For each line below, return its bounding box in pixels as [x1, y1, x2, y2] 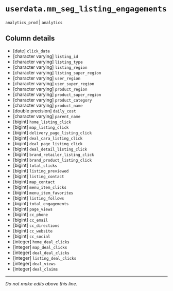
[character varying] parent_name [12, 113, 81, 119]
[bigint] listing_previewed [12, 167, 69, 173]
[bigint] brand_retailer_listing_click [12, 151, 94, 158]
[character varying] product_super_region [12, 91, 101, 98]
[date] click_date [12, 48, 50, 54]
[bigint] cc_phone [12, 211, 48, 217]
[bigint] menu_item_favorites [12, 189, 74, 196]
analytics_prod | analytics [5, 19, 63, 25]
